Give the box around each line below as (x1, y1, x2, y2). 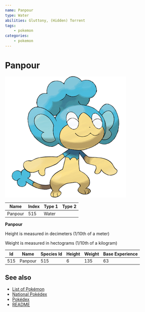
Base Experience (103, 251, 138, 257)
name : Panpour (5, 8, 34, 13)
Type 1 (43, 203, 58, 209)
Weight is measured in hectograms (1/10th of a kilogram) (5, 240, 117, 246)
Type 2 (62, 203, 76, 209)
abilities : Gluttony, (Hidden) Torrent (5, 18, 86, 23)
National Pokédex (12, 291, 47, 297)
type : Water (5, 13, 29, 18)
